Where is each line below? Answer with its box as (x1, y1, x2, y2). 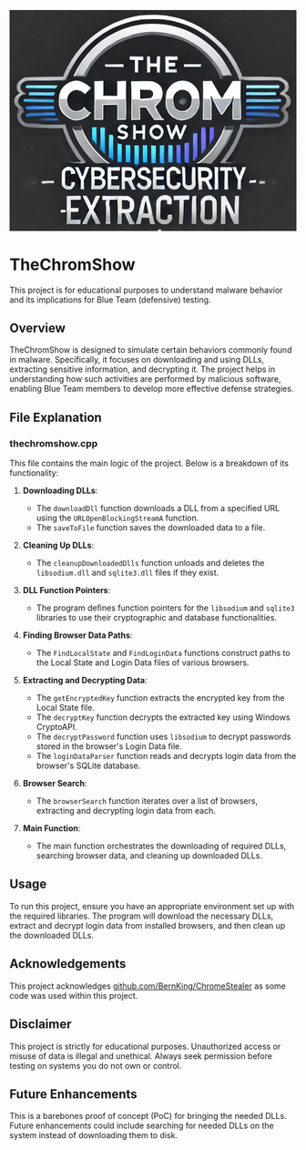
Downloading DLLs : (22, 485, 98, 497)
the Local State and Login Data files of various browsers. (36, 657, 250, 668)
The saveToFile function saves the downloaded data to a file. (36, 522, 266, 533)
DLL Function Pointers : (22, 585, 111, 596)
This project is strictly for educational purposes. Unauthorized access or (9, 1041, 281, 1052)
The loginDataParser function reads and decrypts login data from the (36, 751, 297, 762)
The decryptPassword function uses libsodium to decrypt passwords (36, 731, 291, 743)
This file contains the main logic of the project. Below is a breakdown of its (9, 457, 290, 469)
